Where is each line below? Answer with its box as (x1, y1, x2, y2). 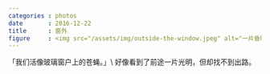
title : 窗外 (8, 27, 67, 35)
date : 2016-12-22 (8, 19, 92, 27)
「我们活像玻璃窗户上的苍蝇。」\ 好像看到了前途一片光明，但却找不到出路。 (8, 57, 256, 67)
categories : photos (8, 11, 78, 20)
